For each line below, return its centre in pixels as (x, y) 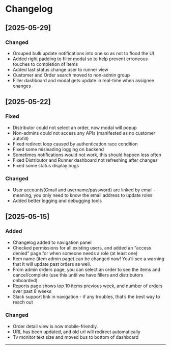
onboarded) (25, 280)
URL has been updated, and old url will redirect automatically (77, 332)
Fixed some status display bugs (46, 165)
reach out (23, 302)
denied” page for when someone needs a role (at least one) (75, 253)
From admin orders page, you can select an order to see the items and (86, 269)
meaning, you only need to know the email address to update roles (82, 195)
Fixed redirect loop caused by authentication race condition (75, 144)
